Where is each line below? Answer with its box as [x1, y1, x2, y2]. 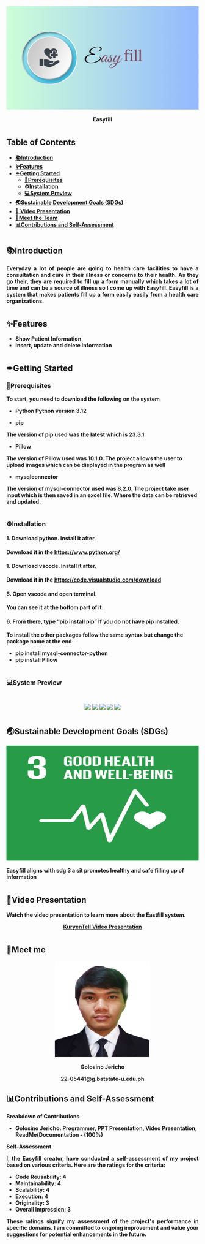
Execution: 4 [15, 1193, 49, 1200]
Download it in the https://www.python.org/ [6, 548, 120, 556]
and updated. [6, 498, 41, 506]
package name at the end [6, 638, 72, 645]
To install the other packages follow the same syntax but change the [6, 631, 184, 639]
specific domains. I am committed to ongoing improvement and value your [6, 1224, 199, 1232]
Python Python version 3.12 [15, 408, 87, 415]
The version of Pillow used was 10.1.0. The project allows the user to [6, 455, 182, 462]
